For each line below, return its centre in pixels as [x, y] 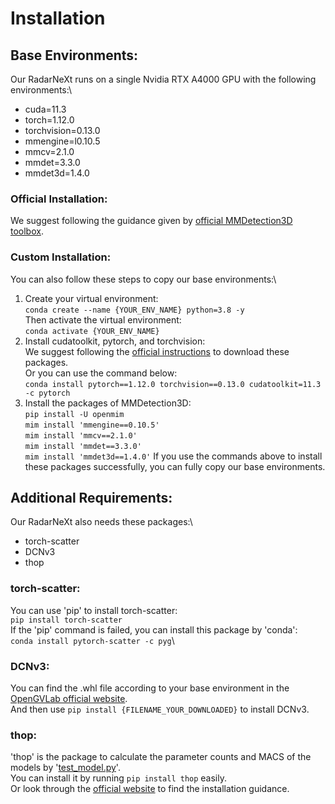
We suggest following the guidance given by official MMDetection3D [151, 221]
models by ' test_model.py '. [65, 768]
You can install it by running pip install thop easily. [118, 778]
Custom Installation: [61, 257]
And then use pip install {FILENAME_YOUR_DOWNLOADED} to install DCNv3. [160, 709]
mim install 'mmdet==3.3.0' [83, 446]
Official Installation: [59, 199]
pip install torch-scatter [66, 620]
